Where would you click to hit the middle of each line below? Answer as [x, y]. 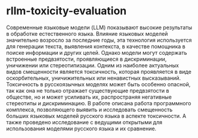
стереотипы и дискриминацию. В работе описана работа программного [99, 103]
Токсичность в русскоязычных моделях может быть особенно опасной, [98, 84]
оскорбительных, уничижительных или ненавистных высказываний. [94, 78]
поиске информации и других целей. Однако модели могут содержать [97, 52]
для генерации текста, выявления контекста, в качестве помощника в [96, 46]
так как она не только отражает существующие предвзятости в [88, 90]
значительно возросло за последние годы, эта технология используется [99, 40]
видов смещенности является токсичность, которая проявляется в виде [99, 71]
